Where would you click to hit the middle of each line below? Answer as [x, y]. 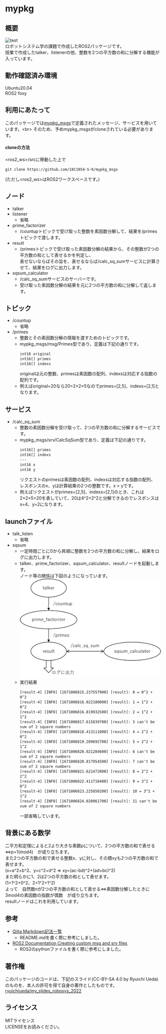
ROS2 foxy [16, 93]
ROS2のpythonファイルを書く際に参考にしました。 [71, 949]
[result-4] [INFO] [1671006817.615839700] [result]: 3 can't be [87, 722]
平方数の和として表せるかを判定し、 [57, 255]
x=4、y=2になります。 [42, 504]
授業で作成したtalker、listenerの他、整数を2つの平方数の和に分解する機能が [82, 52]
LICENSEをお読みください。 [34, 1027]
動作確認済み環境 [31, 76]
